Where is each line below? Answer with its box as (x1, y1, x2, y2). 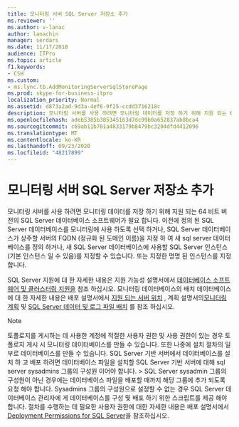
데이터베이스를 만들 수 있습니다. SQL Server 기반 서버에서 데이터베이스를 (20, 349, 223, 357)
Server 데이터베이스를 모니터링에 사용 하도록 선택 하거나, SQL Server (7, 225, 201, 233)
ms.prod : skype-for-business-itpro (7, 90, 113, 97)
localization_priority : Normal (7, 97, 100, 104)
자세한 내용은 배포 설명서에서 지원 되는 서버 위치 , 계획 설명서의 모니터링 (29, 293, 228, 302)
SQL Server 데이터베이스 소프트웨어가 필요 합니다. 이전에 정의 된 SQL (20, 216, 215, 224)
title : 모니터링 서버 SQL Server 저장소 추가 (7, 10, 128, 18)
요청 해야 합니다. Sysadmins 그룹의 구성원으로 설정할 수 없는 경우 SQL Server (7, 384, 224, 393)
